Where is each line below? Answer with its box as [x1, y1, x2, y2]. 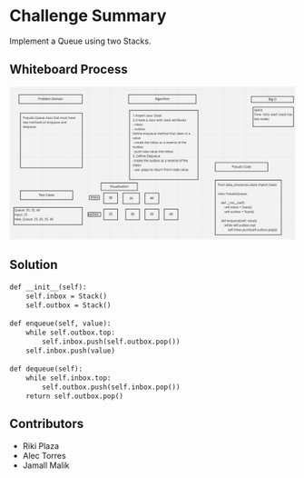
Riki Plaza [22, 440, 59, 451]
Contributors [9, 416, 84, 432]
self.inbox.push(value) [25, 346, 116, 355]
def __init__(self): [9, 283, 88, 292]
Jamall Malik [22, 460, 70, 471]
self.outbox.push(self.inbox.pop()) [42, 383, 181, 392]
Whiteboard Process [9, 62, 129, 77]
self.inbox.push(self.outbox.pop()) [42, 337, 181, 346]
